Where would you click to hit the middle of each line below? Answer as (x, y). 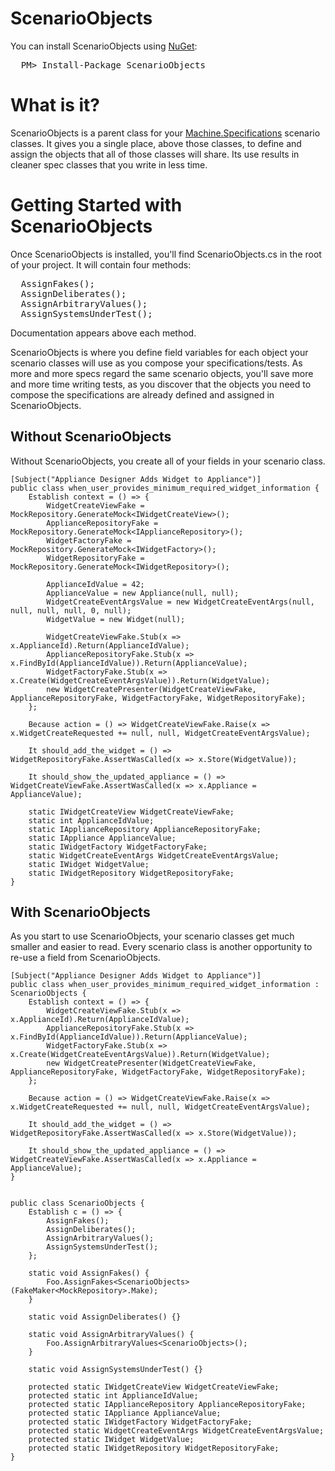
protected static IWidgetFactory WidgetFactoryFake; (140, 1422)
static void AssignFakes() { (89, 1273)
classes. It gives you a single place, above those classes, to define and (156, 143)
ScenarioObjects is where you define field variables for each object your (159, 352)
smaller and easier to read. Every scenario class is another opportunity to (161, 947)
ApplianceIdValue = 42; (95, 584)
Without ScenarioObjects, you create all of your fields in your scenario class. (168, 461)
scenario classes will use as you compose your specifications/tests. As (156, 363)
